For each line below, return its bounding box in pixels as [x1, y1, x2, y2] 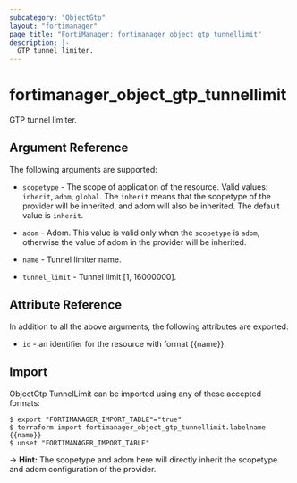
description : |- [9, 38, 70, 47]
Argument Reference [9, 140, 129, 156]
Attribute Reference [9, 297, 123, 313]
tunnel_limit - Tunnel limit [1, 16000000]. [21, 271, 177, 282]
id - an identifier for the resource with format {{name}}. [21, 338, 226, 349]
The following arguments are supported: [9, 164, 158, 174]
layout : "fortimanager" [9, 21, 98, 30]
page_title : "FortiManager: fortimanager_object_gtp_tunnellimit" [9, 30, 262, 38]
